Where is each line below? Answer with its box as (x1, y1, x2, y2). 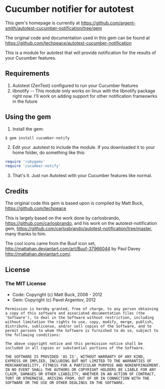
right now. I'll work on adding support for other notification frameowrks (12, 93, 158, 99)
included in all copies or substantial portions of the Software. (5, 345, 145, 350)
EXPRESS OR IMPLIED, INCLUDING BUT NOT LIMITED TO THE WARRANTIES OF (5, 358, 152, 363)
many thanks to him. (5, 231, 47, 237)
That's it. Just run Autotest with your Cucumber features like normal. (12, 173, 153, 179)
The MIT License (5, 280, 46, 287)
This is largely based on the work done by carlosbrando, (5, 215, 120, 221)
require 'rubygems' (5, 159, 46, 164)
